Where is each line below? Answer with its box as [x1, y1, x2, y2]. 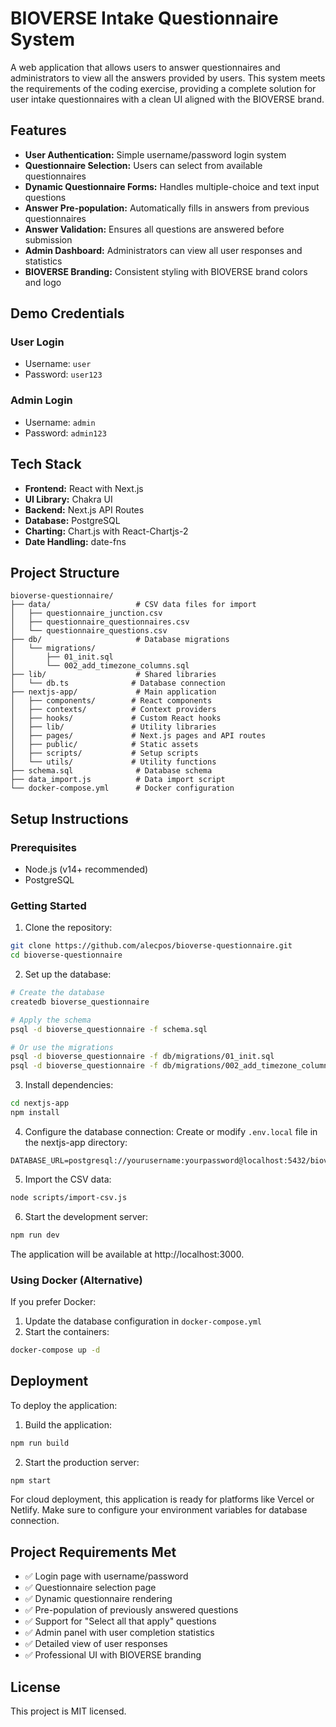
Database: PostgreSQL [24, 514, 121, 526]
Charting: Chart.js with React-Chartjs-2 [24, 525, 189, 537]
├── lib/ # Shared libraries [10, 670, 217, 680]
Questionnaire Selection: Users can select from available [24, 159, 263, 171]
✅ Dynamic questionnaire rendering [24, 1593, 173, 1605]
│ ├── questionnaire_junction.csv [10, 608, 163, 619]
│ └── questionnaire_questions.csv [10, 626, 168, 636]
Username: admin [24, 416, 96, 428]
